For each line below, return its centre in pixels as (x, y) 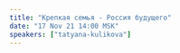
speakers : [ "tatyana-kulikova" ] (70, 34)
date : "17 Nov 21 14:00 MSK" (64, 26)
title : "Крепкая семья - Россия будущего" (90, 18)
